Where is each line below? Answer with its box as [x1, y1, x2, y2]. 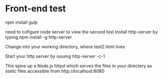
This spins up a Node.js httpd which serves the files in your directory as [5, 63, 153, 69]
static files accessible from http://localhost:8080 [5, 68, 105, 74]
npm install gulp [5, 19, 38, 25]
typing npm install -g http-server [5, 34, 72, 40]
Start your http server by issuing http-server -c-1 [5, 53, 105, 59]
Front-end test [5, 3, 66, 14]
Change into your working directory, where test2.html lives [5, 43, 125, 49]
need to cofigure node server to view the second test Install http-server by [5, 29, 158, 35]
